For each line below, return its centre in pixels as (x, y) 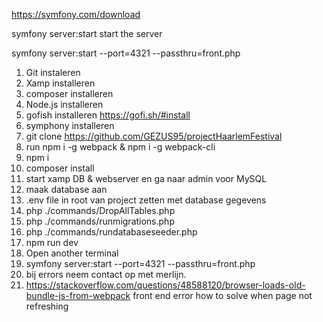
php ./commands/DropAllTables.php (100, 210)
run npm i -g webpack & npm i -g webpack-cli (120, 147)
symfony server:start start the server (87, 33)
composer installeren (69, 93)
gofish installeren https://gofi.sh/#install (108, 115)
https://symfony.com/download (76, 14)
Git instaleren (53, 72)
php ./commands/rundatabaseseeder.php (111, 232)
